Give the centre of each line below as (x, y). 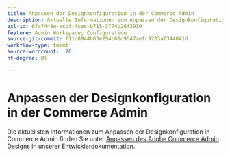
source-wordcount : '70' (41, 52)
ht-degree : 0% (27, 58)
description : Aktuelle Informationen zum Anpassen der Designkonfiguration (117, 20)
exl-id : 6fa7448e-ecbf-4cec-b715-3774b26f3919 (75, 26)
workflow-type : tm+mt (38, 45)
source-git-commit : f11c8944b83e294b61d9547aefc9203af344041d (98, 39)
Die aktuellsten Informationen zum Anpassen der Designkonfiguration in (108, 132)
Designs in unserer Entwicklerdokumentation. (71, 146)
